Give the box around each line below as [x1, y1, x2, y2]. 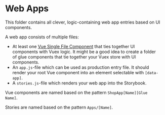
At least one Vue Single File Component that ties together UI [12, 43, 135, 49]
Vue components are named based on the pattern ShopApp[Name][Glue [5, 89, 148, 95]
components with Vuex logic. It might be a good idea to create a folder [12, 49, 156, 55]
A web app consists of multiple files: [5, 34, 79, 40]
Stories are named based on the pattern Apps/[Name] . [5, 104, 113, 110]
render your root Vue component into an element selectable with [12, 69, 144, 75]
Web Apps [5, 3, 49, 14]
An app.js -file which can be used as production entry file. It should [12, 64, 149, 70]
